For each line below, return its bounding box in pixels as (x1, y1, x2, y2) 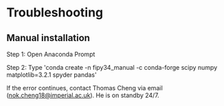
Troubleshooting (6, 5, 104, 21)
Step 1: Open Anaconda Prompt (6, 50, 96, 58)
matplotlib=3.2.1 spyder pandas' (6, 70, 97, 79)
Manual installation (6, 32, 91, 44)
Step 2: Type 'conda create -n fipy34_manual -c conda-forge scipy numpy (6, 64, 218, 71)
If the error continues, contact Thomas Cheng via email (6, 84, 163, 92)
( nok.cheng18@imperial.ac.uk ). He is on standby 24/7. (6, 91, 159, 99)
